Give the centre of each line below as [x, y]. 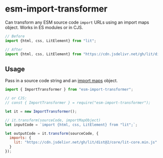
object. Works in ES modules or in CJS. [44, 27]
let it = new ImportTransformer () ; [41, 111]
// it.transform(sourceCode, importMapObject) [53, 120]
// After [14, 49]
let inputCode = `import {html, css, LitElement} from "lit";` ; [71, 125]
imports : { [20, 138]
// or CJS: [16, 98]
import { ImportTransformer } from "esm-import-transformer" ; [69, 90]
